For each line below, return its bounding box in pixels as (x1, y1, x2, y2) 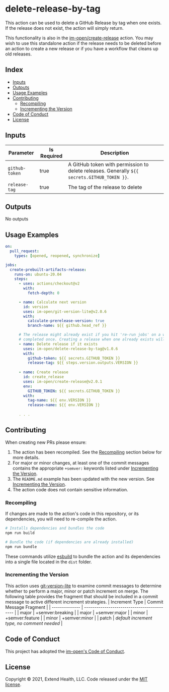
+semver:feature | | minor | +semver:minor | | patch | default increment (5, 615, 152, 621)
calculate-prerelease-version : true (27, 318, 105, 323)
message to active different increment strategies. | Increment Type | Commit (5, 599, 163, 605)
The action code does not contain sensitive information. (12, 486, 128, 492)
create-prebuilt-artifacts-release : (10, 267, 87, 272)
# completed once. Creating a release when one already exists (18, 337, 154, 342)
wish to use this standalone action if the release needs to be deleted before (5, 40, 161, 46)
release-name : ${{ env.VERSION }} (27, 402, 100, 408)
